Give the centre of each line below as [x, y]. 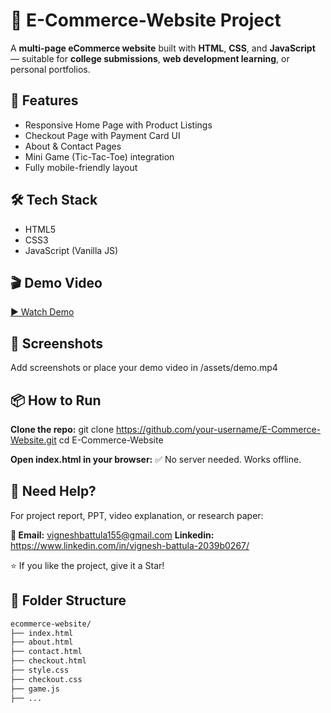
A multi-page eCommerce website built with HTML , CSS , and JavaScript [163, 48]
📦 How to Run [56, 400]
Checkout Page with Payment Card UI [102, 135]
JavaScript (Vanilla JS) [71, 250]
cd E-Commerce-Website [111, 440]
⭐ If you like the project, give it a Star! [87, 565]
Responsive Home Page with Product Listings [118, 125]
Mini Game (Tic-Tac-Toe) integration [99, 156]
